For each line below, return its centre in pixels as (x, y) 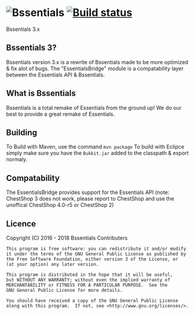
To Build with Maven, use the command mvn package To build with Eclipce (95, 147)
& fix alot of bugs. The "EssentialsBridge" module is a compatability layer (95, 68)
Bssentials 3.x (23, 29)
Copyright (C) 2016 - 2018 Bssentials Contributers (67, 238)
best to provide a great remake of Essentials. (61, 114)
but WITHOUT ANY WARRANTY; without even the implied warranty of (88, 280)
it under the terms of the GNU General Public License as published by (96, 254)
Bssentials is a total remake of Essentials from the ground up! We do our (94, 107)
